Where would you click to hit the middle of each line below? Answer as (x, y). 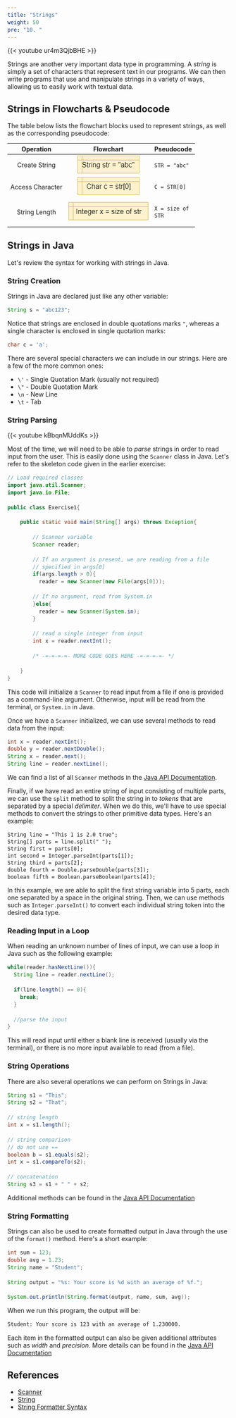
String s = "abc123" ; (39, 310)
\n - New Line (38, 394)
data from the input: (36, 728)
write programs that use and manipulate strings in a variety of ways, (106, 79)
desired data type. (34, 913)
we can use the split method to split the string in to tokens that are (105, 799)
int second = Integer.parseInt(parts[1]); (70, 856)
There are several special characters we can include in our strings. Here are (117, 358)
